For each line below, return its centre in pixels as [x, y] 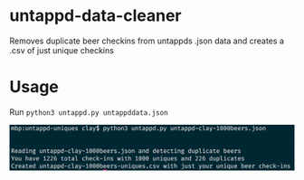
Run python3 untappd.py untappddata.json [89, 112]
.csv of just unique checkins [62, 50]
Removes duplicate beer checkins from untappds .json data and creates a [147, 41]
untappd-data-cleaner [95, 16]
